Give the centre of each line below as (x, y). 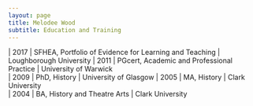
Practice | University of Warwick (60, 69)
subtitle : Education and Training (65, 30)
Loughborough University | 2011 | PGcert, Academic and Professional (120, 60)
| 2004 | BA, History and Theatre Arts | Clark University (98, 94)
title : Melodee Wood (42, 23)
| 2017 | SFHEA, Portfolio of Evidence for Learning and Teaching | (114, 53)
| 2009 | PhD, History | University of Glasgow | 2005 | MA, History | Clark (127, 77)
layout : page (30, 15)
